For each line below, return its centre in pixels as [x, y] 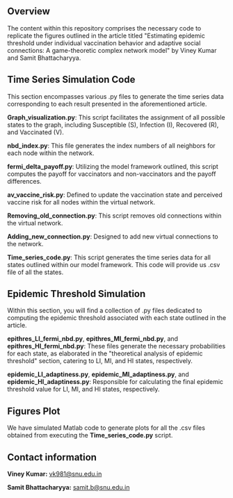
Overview [29, 11]
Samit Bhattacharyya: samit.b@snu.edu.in [69, 488]
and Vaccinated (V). [35, 132]
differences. [24, 181]
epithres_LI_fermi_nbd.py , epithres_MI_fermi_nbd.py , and [93, 339]
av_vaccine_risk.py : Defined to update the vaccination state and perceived [115, 195]
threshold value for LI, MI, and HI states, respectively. [83, 389]
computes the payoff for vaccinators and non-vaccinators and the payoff [112, 174]
